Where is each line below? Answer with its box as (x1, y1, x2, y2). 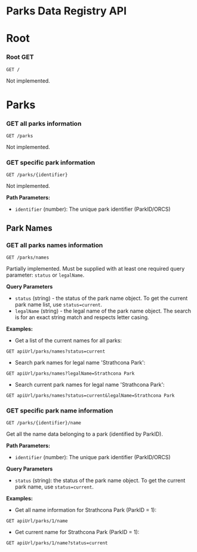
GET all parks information (6, 119, 82, 128)
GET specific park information (6, 159, 96, 167)
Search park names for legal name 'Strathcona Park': (14, 359, 146, 366)
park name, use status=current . (14, 483, 94, 490)
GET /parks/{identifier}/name (6, 420, 82, 426)
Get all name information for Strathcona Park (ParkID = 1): (14, 506, 157, 514)
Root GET (6, 53, 34, 61)
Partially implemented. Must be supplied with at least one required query (6, 265, 185, 272)
